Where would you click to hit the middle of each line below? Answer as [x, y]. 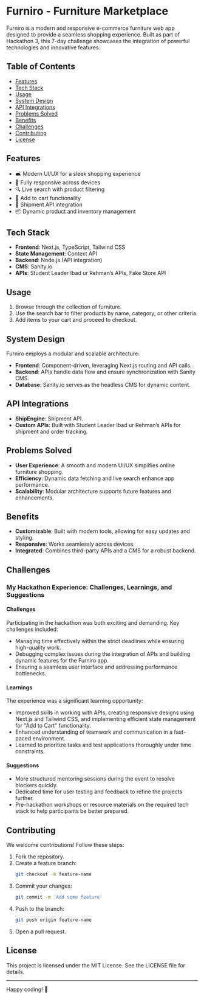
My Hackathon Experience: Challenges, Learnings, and [89, 587]
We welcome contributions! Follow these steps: [65, 845]
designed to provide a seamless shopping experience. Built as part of [93, 34]
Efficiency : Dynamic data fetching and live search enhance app [95, 478]
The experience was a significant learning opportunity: [75, 701]
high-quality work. [38, 647]
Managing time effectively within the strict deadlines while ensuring [100, 641]
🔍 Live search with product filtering [60, 189]
